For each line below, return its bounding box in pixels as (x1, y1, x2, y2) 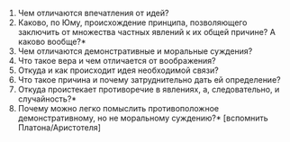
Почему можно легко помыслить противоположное (17, 103, 219, 113)
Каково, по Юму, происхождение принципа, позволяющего (17, 17, 248, 28)
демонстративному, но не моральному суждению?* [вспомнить (17, 112, 268, 123)
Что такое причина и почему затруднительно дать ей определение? (17, 75, 281, 84)
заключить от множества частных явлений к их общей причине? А (17, 27, 276, 37)
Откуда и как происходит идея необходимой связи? (17, 65, 219, 75)
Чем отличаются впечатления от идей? (17, 8, 169, 18)
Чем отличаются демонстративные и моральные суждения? (17, 46, 253, 57)
